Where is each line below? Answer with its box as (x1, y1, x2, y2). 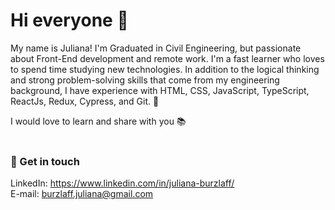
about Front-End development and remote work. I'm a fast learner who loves (10, 52, 325, 64)
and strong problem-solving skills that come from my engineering (10, 74, 280, 86)
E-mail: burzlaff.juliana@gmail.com (10, 188, 154, 200)
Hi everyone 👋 (10, 9, 129, 32)
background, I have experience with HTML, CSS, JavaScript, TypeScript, (10, 84, 310, 96)
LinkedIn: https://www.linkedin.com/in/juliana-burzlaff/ (10, 177, 235, 189)
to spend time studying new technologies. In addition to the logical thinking (10, 63, 320, 75)
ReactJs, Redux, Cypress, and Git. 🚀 (10, 95, 160, 107)
